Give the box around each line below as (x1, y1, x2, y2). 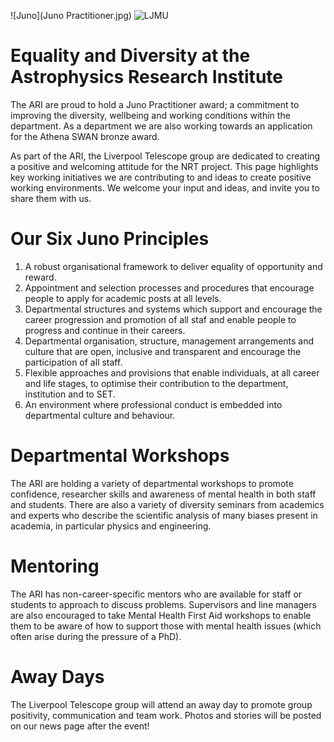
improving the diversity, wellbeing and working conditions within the (10, 109, 291, 121)
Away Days (10, 665, 105, 688)
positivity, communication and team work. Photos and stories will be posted (10, 709, 322, 721)
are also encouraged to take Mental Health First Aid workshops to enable (10, 609, 312, 621)
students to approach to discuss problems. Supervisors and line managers (10, 598, 317, 610)
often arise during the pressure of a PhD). (10, 630, 182, 642)
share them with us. (10, 192, 92, 204)
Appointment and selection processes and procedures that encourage (24, 281, 315, 294)
